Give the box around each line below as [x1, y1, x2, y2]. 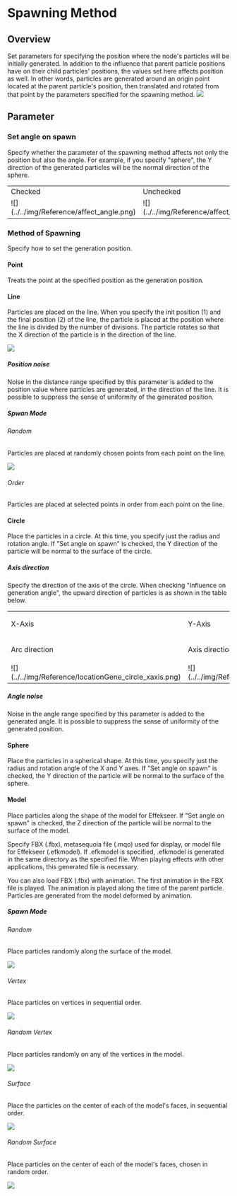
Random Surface [7, 1138, 57, 1146]
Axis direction [7, 563, 49, 571]
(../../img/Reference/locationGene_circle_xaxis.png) [11, 672, 181, 682]
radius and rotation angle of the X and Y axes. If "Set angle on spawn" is [7, 764, 217, 772]
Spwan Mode [7, 409, 47, 417]
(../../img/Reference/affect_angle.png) [11, 207, 136, 216]
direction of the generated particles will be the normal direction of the [7, 163, 209, 171]
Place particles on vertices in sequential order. [7, 999, 142, 1007]
